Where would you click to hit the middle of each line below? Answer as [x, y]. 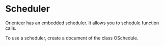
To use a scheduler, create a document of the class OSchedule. [72, 38]
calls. [11, 28]
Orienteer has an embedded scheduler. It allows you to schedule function [82, 23]
